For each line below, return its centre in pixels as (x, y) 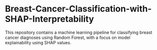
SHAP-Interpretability (50, 19)
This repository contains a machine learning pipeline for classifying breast (79, 32)
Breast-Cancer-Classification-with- (78, 9)
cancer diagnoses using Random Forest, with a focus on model (68, 37)
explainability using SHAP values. (38, 42)
